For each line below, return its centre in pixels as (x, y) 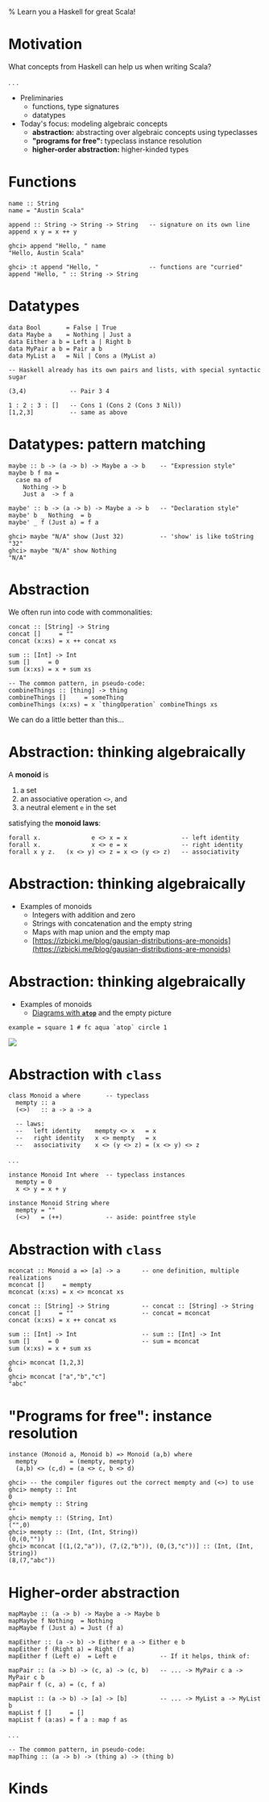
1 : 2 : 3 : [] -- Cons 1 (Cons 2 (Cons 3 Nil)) (95, 405)
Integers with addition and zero (83, 915)
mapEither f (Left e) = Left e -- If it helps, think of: (129, 1657)
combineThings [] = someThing (66, 698)
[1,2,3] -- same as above (68, 412)
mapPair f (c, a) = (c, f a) (57, 1685)
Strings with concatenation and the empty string (112, 923)
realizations (30, 1278)
